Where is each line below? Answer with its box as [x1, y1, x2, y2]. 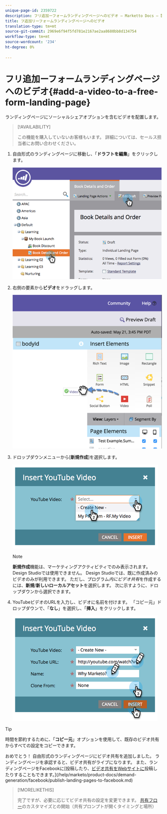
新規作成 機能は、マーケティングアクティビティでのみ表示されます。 [12, 564, 151, 570]
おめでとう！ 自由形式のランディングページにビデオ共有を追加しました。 [5, 753, 154, 759]
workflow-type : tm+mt [5, 34, 50, 39]
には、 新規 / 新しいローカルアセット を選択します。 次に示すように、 [12, 583, 150, 589]
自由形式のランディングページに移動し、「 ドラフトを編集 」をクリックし [12, 150, 158, 156]
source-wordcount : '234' [5, 40, 57, 45]
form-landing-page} [5, 97, 91, 108]
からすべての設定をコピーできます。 [5, 742, 78, 748]
